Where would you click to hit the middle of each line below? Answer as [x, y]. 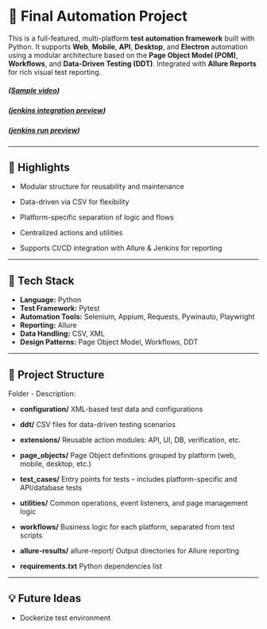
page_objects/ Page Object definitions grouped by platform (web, [128, 456]
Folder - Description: [42, 394]
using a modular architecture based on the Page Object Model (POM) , [123, 55]
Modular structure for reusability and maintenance [102, 187]
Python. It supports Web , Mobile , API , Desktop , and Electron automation [128, 46]
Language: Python [50, 300]
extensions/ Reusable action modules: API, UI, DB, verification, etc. [130, 440]
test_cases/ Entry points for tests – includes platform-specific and [128, 480]
